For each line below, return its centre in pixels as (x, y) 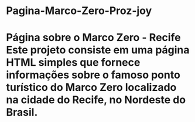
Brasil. (22, 112)
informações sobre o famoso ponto (93, 75)
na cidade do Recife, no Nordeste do (96, 100)
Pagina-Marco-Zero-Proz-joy (79, 11)
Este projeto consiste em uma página (98, 50)
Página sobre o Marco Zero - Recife (93, 38)
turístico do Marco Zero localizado (91, 88)
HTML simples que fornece (73, 62)
